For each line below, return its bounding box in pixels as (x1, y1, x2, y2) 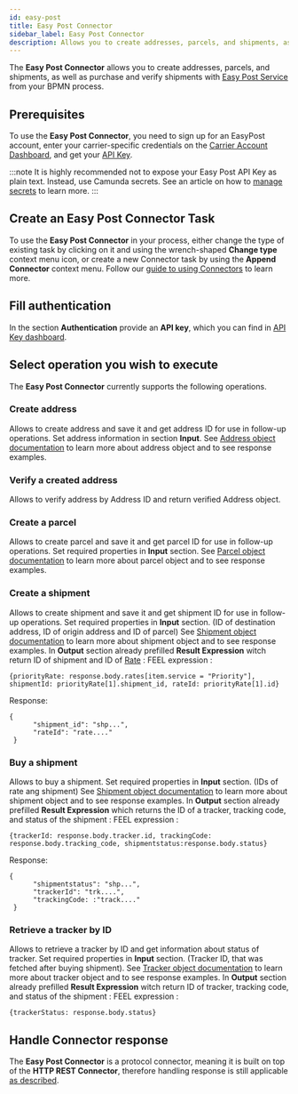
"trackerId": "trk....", (32, 887, 125, 897)
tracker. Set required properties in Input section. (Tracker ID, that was (9, 953, 263, 964)
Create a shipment (9, 587, 90, 599)
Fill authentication (9, 299, 112, 314)
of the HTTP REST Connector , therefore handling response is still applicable (9, 1066, 288, 1076)
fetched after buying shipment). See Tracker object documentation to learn (9, 962, 284, 974)
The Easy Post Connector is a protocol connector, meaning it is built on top (9, 1056, 286, 1067)
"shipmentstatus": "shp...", (32, 880, 141, 889)
